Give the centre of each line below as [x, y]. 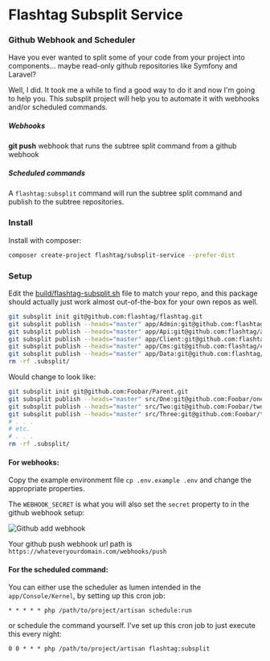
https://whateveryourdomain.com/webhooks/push [88, 552]
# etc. [19, 429]
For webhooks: [34, 462]
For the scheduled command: [58, 569]
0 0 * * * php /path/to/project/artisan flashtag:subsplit [109, 649]
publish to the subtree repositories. [66, 202]
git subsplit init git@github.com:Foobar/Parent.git [98, 392]
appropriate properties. [47, 489]
